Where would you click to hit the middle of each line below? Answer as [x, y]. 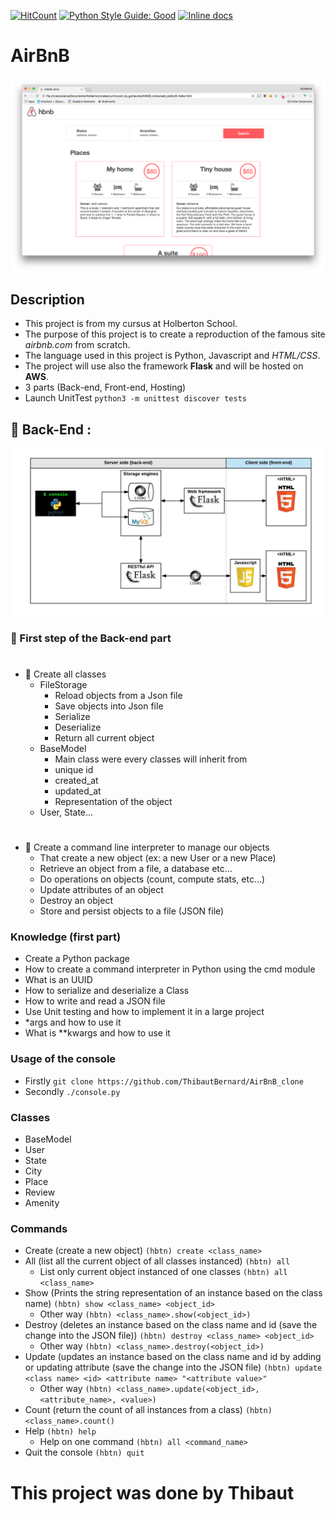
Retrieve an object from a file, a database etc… [136, 869]
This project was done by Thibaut [152, 1492]
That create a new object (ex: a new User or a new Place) [158, 858]
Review [40, 1192]
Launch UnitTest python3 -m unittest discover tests [135, 398]
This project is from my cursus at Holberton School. [131, 324]
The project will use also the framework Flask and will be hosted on [164, 366]
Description [47, 299]
